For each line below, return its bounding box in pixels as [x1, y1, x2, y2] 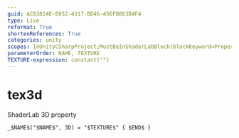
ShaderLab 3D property [7, 110, 77, 119]
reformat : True [7, 23, 53, 30]
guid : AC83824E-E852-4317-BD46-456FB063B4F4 [7, 10, 142, 18]
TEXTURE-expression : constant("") [7, 57, 110, 64]
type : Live [7, 17, 40, 24]
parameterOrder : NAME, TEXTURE [7, 50, 100, 57]
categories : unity [7, 37, 62, 44]
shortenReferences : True [7, 30, 81, 38]
